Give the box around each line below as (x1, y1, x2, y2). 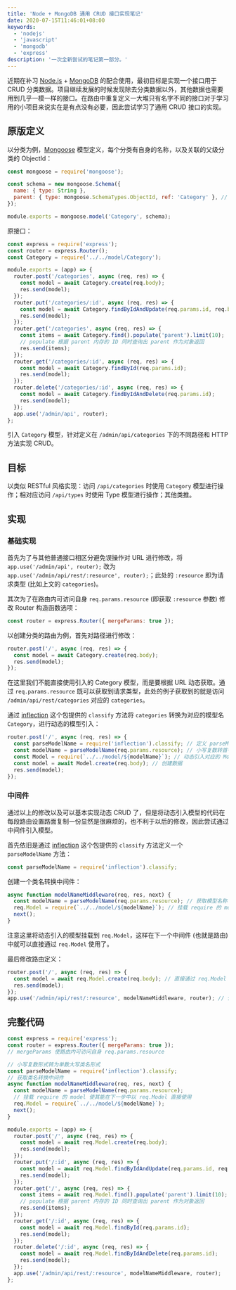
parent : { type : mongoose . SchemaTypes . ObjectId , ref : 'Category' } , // (13, 194, 228, 201)
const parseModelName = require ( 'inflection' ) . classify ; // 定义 (13, 740, 207, 748)
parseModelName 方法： (7, 849, 72, 858)
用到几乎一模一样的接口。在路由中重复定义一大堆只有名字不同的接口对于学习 (7, 94, 229, 102)
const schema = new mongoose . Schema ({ (7, 181, 121, 188)
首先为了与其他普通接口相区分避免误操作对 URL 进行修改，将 (7, 553, 183, 561)
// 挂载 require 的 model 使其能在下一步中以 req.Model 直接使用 (13, 1094, 192, 1101)
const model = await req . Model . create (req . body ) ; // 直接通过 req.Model (13, 975, 227, 982)
